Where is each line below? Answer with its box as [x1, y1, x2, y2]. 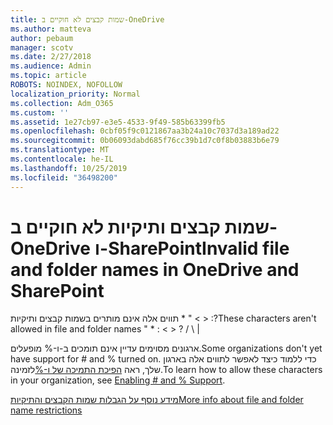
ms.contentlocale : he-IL [10, 154, 114, 164]
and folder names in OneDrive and [10, 258, 300, 281]
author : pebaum [10, 33, 74, 43]
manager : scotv [10, 42, 74, 53]
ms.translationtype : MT [10, 145, 110, 155]
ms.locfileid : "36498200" [10, 172, 118, 183]
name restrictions [10, 404, 83, 416]
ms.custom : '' [10, 107, 70, 118]
